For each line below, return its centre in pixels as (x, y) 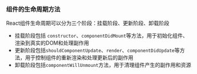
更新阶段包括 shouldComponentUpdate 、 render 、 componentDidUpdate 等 (97, 51)
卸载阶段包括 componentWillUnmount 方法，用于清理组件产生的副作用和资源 (103, 65)
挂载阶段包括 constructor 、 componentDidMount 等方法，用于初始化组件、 (101, 36)
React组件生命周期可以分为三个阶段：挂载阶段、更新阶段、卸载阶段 (88, 23)
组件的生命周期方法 (33, 9)
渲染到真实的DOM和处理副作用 (52, 43)
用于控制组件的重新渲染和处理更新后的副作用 (79, 58)
